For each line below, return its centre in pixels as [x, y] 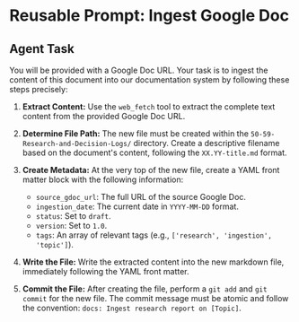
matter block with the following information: [103, 179]
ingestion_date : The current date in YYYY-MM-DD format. [137, 206]
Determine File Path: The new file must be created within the [136, 134]
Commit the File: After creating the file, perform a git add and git [145, 289]
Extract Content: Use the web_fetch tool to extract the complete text [149, 107]
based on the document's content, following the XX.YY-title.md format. [154, 152]
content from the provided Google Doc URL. [104, 116]
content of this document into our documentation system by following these [149, 80]
